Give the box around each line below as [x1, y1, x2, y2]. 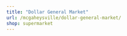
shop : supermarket [6, 20, 53, 26]
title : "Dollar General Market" [6, 9, 89, 15]
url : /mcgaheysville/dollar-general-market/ [6, 15, 122, 21]
